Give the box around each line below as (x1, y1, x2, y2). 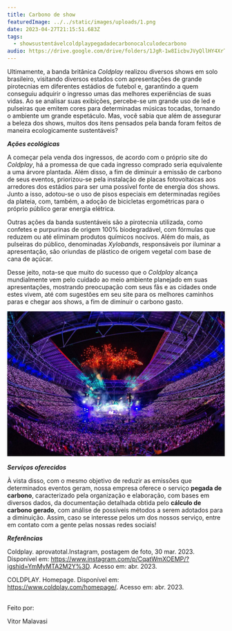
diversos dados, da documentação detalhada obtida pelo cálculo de (7, 499, 202, 507)
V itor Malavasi (7, 617, 48, 625)
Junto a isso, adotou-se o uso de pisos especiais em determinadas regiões (7, 190, 221, 198)
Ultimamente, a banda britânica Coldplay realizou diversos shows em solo (7, 68, 218, 75)
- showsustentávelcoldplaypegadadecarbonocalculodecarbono (13, 40, 187, 48)
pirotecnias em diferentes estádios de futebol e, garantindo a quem (7, 82, 199, 90)
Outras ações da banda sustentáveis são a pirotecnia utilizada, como (7, 218, 203, 226)
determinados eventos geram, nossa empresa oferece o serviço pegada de (7, 484, 222, 493)
